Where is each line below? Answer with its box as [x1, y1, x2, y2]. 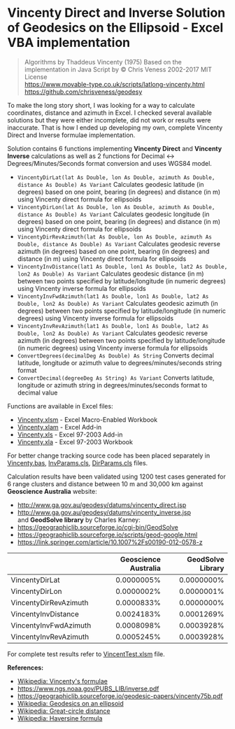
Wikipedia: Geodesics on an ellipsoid [17, 699, 124, 707]
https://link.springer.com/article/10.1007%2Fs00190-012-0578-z [17, 537, 203, 546]
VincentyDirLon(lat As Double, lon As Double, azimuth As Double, [17, 204, 215, 211]
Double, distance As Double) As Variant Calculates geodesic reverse [17, 239, 220, 248]
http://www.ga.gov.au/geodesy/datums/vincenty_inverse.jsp [17, 508, 191, 516]
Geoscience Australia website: [7, 487, 98, 495]
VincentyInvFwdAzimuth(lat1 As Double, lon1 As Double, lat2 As [17, 292, 209, 300]
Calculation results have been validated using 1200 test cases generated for [7, 472, 226, 481]
